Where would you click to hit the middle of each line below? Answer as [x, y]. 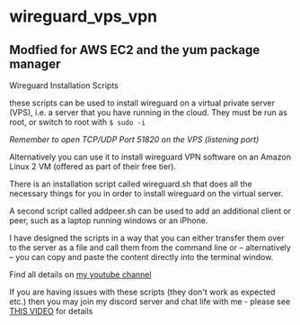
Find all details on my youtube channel [80, 275]
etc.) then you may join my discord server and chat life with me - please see [150, 302]
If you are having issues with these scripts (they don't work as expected [142, 292]
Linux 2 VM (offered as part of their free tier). [93, 167]
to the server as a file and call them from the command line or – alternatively [150, 248]
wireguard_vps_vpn [84, 17]
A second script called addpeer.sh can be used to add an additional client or [150, 211]
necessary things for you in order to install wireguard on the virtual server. [146, 194]
